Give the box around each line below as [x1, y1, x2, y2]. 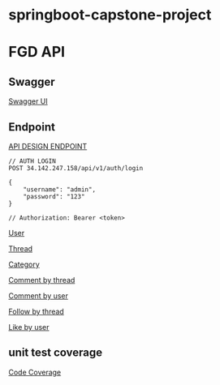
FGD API [8, 43, 66, 62]
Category [8, 259, 41, 269]
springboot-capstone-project [8, 6, 212, 24]
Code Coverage [8, 367, 62, 377]
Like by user [8, 323, 50, 332]
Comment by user [8, 291, 69, 301]
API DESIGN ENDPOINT [8, 142, 88, 151]
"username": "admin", [23, 186, 96, 194]
